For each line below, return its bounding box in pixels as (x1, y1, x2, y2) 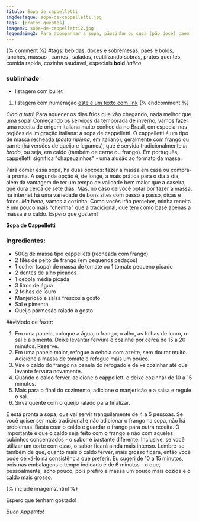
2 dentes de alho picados (14, 269, 77, 276)
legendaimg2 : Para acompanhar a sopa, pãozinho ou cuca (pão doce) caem (6, 31, 190, 37)
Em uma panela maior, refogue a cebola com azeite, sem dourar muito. (14, 349, 188, 356)
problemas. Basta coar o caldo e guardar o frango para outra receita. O (6, 423, 179, 430)
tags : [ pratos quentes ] (6, 20, 65, 25)
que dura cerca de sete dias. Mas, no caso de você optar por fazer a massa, (6, 185, 192, 193)
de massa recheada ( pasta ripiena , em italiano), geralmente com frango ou (6, 136, 190, 143)
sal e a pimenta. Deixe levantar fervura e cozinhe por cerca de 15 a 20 (14, 336, 186, 343)
